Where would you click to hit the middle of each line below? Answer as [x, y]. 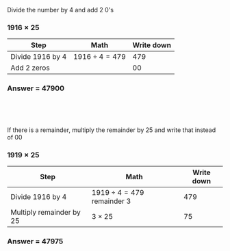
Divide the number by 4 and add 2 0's [61, 10]
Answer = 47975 [35, 241]
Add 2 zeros [30, 68]
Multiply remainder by [46, 212]
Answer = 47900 [36, 88]
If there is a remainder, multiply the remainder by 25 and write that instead [112, 130]
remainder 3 [111, 201]
